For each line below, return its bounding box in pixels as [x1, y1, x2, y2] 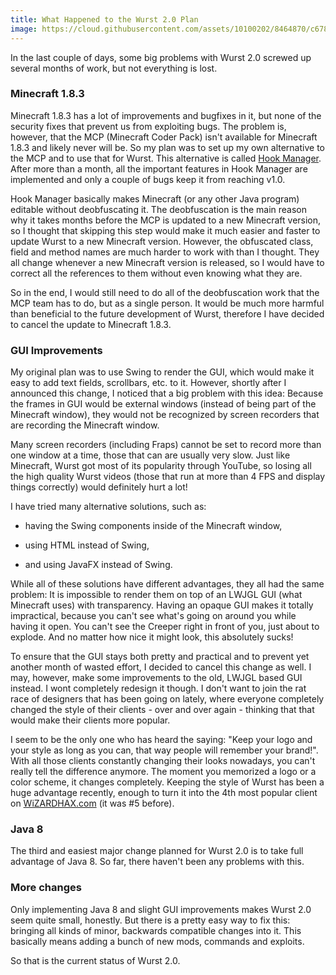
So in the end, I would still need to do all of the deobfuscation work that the [10, 286, 320, 298]
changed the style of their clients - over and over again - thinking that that [10, 704, 315, 716]
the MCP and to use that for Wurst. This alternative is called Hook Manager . [10, 152, 322, 164]
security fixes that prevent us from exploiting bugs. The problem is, [10, 120, 287, 132]
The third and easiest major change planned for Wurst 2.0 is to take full [10, 845, 304, 857]
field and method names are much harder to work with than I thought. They [10, 246, 320, 258]
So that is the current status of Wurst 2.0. [10, 954, 181, 966]
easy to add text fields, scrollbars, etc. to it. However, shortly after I [10, 377, 287, 389]
